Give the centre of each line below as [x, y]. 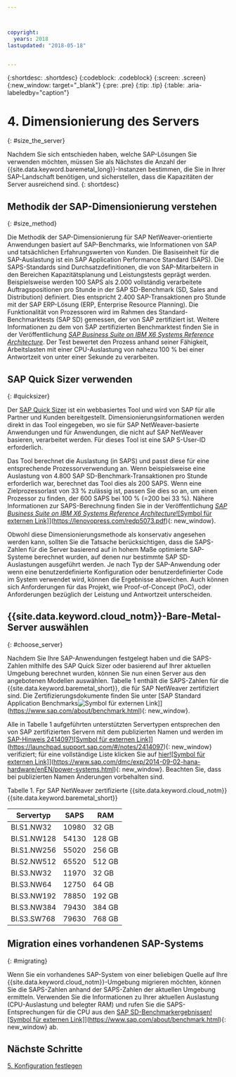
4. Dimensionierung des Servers [103, 121]
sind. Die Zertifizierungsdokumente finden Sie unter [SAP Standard [104, 696]
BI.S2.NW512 [33, 861]
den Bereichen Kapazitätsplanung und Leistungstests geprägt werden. [109, 275]
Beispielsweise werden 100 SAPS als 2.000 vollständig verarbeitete [105, 282]
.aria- [194, 85]
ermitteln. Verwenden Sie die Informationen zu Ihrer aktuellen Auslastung [113, 997]
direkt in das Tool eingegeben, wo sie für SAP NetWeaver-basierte [103, 424]
